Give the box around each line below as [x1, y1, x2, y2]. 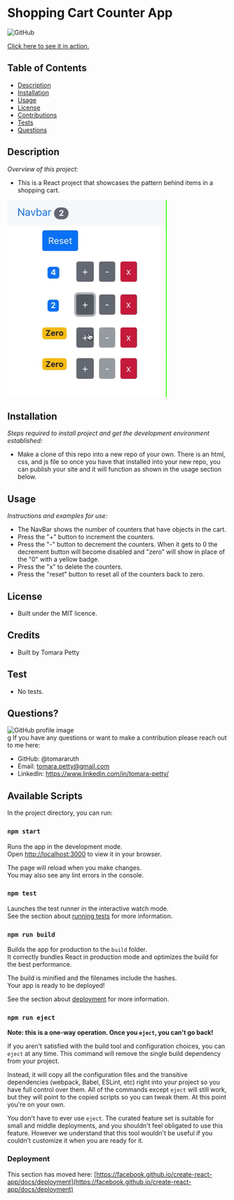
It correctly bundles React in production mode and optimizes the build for [7, 953, 219, 961]
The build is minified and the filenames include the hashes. [7, 974, 177, 982]
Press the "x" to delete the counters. [17, 562, 123, 571]
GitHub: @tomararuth [17, 754, 79, 763]
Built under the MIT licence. [17, 609, 97, 617]
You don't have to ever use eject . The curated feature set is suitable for [7, 1114, 214, 1123]
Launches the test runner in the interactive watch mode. [7, 904, 170, 912]
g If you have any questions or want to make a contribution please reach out [7, 733, 227, 742]
